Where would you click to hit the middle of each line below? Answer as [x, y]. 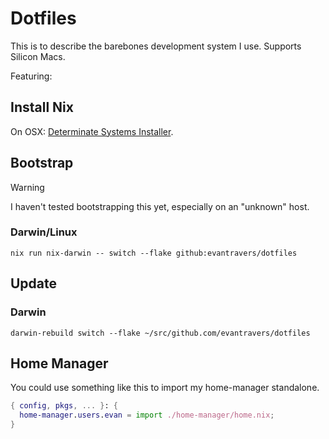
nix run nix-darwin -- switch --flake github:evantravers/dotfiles [154, 253]
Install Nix [42, 107]
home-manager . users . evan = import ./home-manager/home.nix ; [147, 415]
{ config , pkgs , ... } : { [64, 406]
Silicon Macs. [38, 56]
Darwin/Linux [44, 232]
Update [34, 283]
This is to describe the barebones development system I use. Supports [156, 46]
